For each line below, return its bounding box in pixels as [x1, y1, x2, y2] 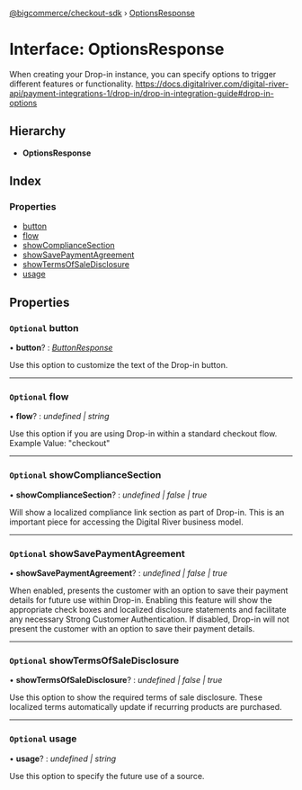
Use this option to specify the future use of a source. [9, 770, 205, 781]
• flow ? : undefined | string [9, 411, 110, 422]
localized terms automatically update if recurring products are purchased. [9, 702, 282, 713]
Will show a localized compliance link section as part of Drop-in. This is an [9, 507, 285, 517]
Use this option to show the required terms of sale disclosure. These [9, 692, 263, 703]
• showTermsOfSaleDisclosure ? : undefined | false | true [9, 675, 223, 686]
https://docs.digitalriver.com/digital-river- [135, 78, 289, 89]
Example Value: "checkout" [9, 438, 111, 449]
